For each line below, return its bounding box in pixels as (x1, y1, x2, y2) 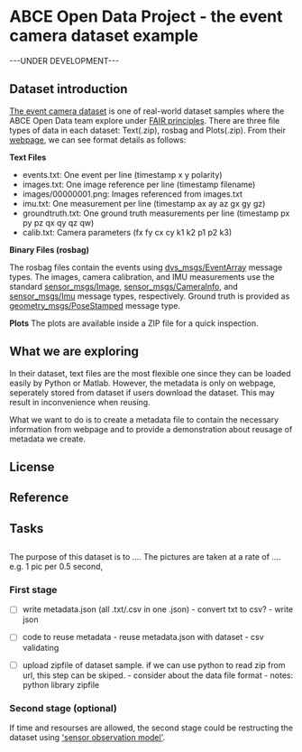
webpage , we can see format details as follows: (9, 134, 187, 145)
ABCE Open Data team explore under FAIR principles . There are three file (9, 115, 280, 125)
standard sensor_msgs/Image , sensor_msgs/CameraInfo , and (9, 281, 239, 292)
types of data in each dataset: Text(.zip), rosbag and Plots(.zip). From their (9, 125, 287, 135)
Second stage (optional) (9, 701, 117, 714)
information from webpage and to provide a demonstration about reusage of (9, 423, 293, 434)
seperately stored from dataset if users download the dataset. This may (9, 386, 275, 398)
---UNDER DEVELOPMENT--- (9, 55, 120, 66)
